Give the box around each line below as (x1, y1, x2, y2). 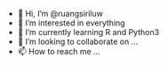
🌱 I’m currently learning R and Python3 (17, 27, 160, 37)
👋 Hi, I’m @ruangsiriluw (17, 9, 104, 18)
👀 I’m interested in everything (17, 18, 126, 28)
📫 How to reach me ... (17, 47, 100, 56)
